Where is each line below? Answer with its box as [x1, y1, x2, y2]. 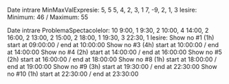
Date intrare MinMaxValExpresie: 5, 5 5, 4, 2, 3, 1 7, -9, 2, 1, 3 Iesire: [7, 6, 197, 14]
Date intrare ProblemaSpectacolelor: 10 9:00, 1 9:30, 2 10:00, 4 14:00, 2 [7, 27, 209, 34]
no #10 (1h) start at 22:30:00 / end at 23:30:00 [7, 70, 139, 78]
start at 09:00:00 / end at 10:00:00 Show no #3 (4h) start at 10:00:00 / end [7, 41, 219, 48]
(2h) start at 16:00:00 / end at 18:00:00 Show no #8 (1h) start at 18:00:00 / [7, 55, 217, 64]
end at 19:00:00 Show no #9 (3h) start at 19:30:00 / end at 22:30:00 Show [7, 63, 218, 70]
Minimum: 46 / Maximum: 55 [7, 13, 89, 21]
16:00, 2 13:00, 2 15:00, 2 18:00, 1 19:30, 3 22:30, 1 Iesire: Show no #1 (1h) [7, 33, 215, 42]
